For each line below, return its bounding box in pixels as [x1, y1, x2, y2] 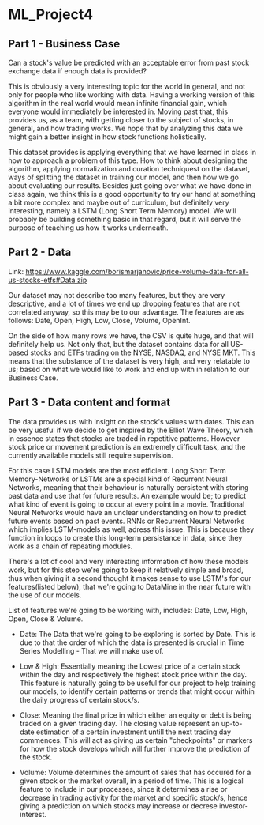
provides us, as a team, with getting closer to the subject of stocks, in [8, 115, 234, 124]
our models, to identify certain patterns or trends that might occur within [19, 686, 255, 696]
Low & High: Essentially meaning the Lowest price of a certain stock [19, 661, 240, 671]
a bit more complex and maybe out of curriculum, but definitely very [8, 198, 230, 207]
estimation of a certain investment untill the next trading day [35, 727, 231, 736]
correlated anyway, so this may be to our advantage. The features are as [8, 307, 244, 317]
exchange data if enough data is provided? [8, 66, 147, 76]
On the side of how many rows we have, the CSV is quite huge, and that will [8, 330, 254, 341]
